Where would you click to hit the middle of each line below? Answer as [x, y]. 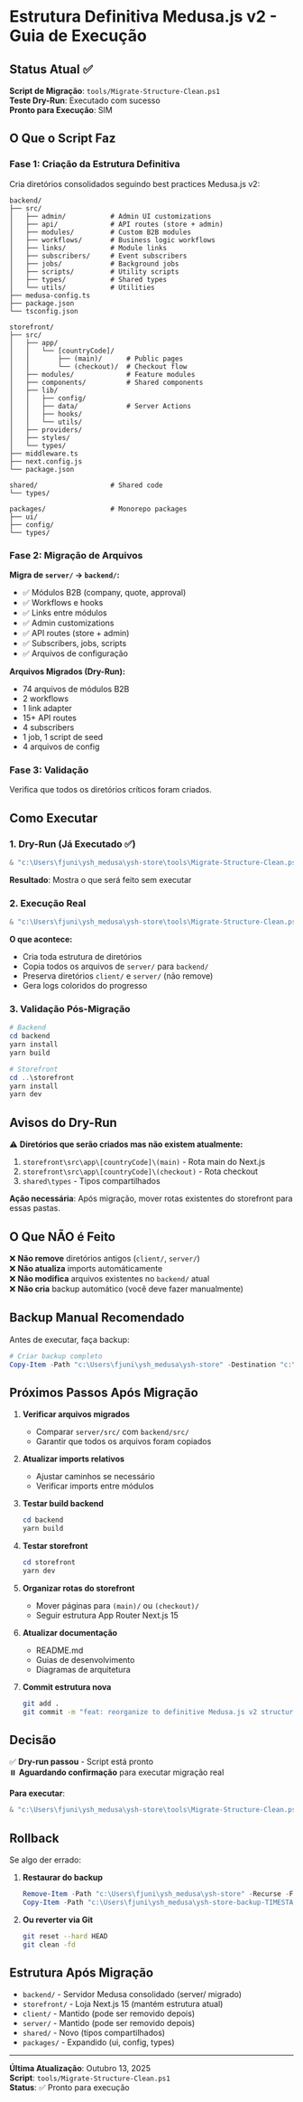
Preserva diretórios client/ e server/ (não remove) [118, 976]
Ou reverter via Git [57, 1919]
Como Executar [54, 818]
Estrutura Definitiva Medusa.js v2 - [143, 17]
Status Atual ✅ [51, 69]
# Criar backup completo [56, 1356]
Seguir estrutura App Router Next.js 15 [107, 1615]
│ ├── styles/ [40, 437]
